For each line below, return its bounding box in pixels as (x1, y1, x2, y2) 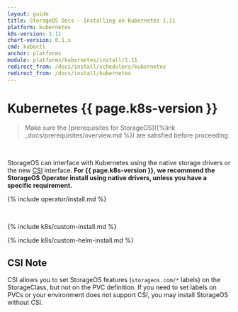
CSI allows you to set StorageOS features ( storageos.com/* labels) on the (7, 276, 221, 284)
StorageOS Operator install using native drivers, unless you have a (7, 174, 208, 182)
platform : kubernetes (7, 23, 72, 30)
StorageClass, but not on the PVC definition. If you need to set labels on (7, 283, 217, 291)
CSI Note (7, 257, 47, 269)
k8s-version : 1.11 (7, 30, 62, 38)
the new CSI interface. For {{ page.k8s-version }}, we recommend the (7, 166, 215, 174)
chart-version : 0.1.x (7, 37, 72, 44)
